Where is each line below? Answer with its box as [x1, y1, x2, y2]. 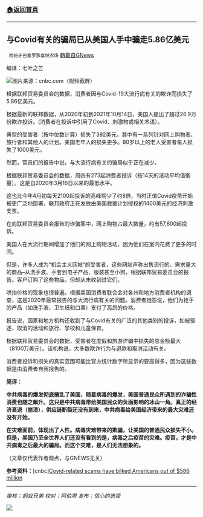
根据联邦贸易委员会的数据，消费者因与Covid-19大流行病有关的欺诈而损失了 [6, 90, 193, 97]
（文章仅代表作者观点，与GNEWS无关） [6, 455, 106, 462]
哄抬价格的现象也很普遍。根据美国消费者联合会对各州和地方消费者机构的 [6, 289, 186, 296]
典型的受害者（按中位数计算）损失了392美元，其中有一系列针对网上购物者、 [6, 131, 196, 138]
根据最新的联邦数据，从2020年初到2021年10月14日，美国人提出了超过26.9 [6, 111, 192, 118]
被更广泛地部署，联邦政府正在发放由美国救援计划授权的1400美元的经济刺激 [6, 200, 193, 207]
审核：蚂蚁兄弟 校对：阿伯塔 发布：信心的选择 [6, 492, 121, 499]
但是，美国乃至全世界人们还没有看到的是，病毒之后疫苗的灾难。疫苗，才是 [6, 434, 192, 441]
